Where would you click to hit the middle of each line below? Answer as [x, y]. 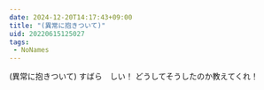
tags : [19, 42]
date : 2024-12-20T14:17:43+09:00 [71, 17]
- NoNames [31, 50]
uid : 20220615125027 [47, 34]
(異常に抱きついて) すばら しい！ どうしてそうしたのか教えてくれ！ [134, 77]
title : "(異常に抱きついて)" [58, 26]
